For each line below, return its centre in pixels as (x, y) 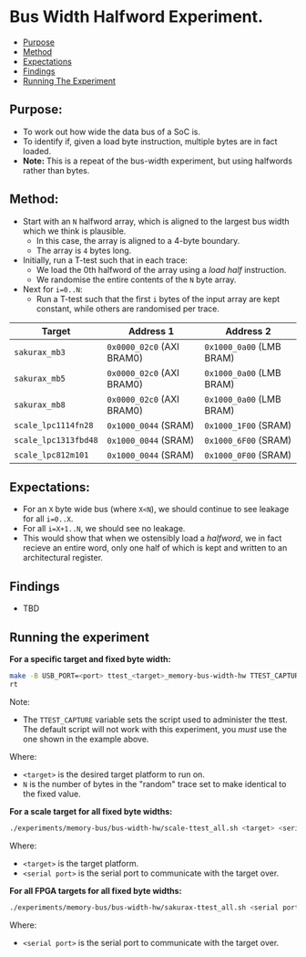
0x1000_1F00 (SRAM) (248, 425)
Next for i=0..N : (52, 289)
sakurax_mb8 (40, 405)
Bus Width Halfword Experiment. (137, 17)
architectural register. (62, 558)
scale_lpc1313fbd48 (56, 440)
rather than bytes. (56, 170)
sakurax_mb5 (40, 378)
